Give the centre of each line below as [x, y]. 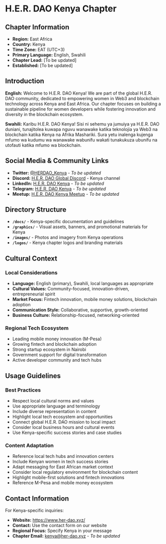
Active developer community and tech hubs [57, 360]
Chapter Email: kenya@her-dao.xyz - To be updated [66, 536]
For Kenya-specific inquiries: [34, 511]
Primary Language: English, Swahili [49, 55]
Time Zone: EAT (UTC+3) [39, 50]
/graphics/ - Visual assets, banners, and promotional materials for [80, 227]
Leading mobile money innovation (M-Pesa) [57, 339]
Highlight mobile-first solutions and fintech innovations [68, 477]
